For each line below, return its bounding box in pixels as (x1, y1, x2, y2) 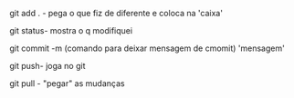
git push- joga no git (9, 61, 86, 71)
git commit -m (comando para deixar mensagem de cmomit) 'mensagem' (9, 43, 285, 54)
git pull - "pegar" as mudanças (9, 78, 125, 89)
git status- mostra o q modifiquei (9, 25, 133, 35)
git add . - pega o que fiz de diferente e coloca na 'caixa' (9, 8, 224, 18)
